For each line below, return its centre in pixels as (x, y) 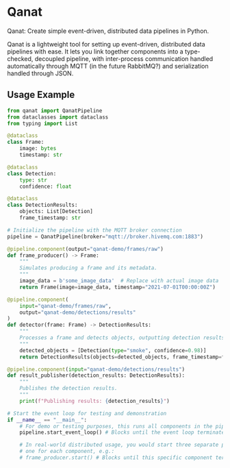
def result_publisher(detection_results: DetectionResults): (96, 375)
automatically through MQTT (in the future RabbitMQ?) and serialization (108, 66)
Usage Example (41, 95)
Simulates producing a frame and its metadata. (88, 268)
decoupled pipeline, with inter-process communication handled (124, 58)
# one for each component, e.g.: (67, 452)
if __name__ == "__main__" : (47, 420)
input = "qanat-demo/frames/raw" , (65, 306)
